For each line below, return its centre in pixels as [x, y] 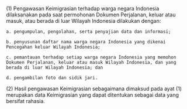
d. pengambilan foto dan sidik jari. [52, 78]
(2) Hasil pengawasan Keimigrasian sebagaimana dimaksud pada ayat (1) [94, 88]
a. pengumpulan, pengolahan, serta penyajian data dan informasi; [89, 32]
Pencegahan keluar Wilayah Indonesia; [53, 47]
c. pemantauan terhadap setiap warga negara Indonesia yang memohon [91, 57]
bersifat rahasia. [26, 101]
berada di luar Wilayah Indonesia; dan [55, 67]
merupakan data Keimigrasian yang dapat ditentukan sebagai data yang [93, 95]
